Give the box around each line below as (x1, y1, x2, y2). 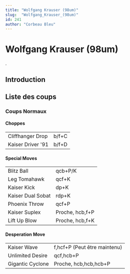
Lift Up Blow (8, 217, 37, 224)
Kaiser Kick (8, 184, 35, 191)
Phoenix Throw (8, 201, 44, 208)
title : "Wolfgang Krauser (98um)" (5, 7, 79, 13)
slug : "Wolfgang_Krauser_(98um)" (5, 12, 79, 17)
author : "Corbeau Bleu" (5, 21, 56, 27)
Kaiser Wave (8, 243, 38, 251)
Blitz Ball (8, 168, 29, 175)
